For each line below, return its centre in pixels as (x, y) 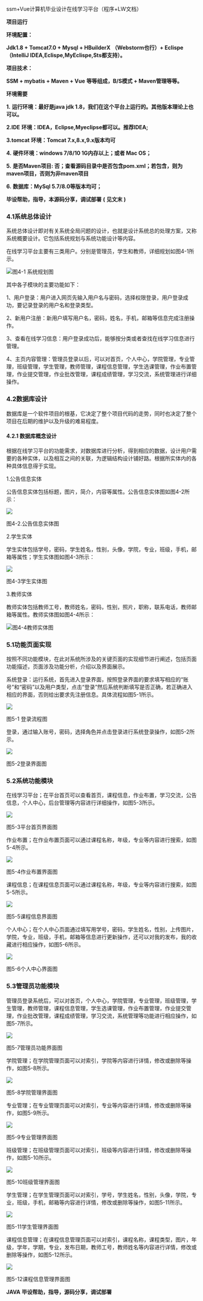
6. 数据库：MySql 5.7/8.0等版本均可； (54, 186)
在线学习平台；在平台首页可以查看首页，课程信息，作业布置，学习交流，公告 (101, 795)
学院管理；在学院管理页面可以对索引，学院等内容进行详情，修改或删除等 (96, 1060)
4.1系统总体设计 (29, 216)
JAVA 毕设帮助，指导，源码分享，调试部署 (59, 1292)
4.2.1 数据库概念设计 (32, 436)
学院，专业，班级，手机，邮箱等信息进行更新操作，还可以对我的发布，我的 (99, 937)
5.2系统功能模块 (30, 781)
